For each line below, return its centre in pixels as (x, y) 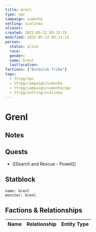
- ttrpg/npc (22, 79)
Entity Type (75, 224)
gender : (17, 56)
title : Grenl (18, 10)
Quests (16, 152)
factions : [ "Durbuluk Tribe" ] (36, 70)
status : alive (24, 46)
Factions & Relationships (44, 210)
